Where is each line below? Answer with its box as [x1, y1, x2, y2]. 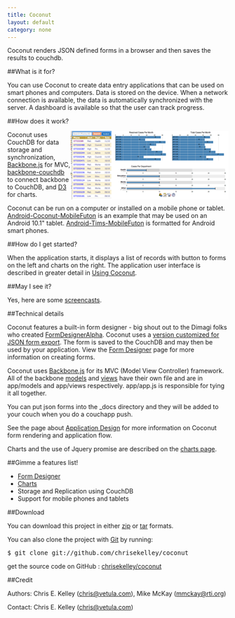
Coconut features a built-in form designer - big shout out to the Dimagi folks [7, 323, 227, 332]
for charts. [7, 191, 37, 199]
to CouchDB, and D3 [7, 183, 67, 191]
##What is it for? [7, 67, 55, 76]
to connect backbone [7, 176, 69, 184]
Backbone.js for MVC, [7, 160, 71, 169]
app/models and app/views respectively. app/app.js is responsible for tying [7, 382, 225, 390]
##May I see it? [7, 282, 52, 291]
